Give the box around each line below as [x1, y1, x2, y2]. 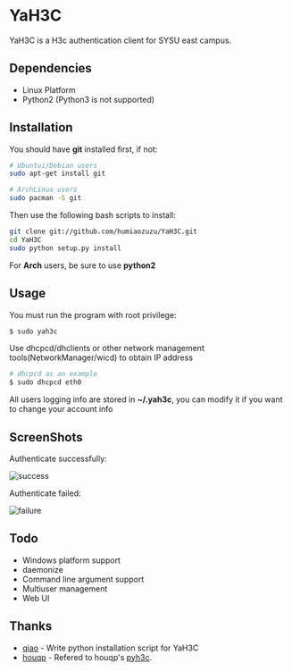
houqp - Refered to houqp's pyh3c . [21, 651, 153, 662]
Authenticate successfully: [9, 453, 107, 464]
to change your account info [9, 404, 113, 415]
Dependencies [9, 61, 92, 76]
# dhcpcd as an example [9, 370, 98, 379]
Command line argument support [21, 574, 145, 584]
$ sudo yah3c [9, 327, 58, 336]
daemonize [21, 564, 64, 575]
